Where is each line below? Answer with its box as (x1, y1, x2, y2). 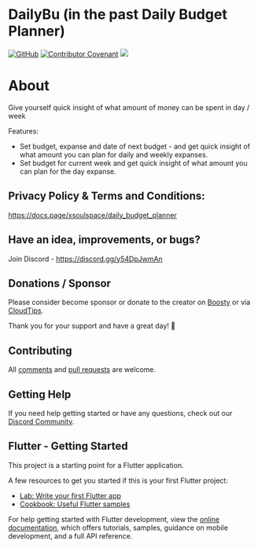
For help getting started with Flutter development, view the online (8, 514, 220, 524)
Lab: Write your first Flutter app (19, 491, 122, 500)
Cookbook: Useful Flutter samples (19, 499, 131, 509)
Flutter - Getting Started (8, 440, 128, 453)
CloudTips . (8, 306, 44, 315)
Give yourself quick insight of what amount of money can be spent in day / (8, 102, 250, 112)
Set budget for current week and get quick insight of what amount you (19, 158, 248, 167)
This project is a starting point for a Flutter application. (8, 460, 184, 469)
